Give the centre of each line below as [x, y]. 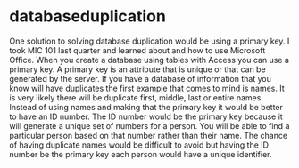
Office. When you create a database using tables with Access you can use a [149, 60]
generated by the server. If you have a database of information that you [141, 78]
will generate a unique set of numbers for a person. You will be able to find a [149, 125]
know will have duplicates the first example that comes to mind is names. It [147, 88]
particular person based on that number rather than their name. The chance [149, 135]
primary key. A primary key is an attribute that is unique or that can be [137, 69]
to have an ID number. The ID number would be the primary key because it [146, 116]
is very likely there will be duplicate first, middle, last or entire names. [136, 97]
